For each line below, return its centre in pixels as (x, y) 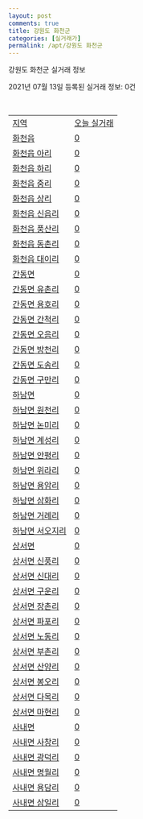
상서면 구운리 (36, 591)
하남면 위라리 (36, 470)
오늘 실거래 (94, 123)
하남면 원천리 (36, 410)
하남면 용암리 (36, 486)
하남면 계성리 (36, 441)
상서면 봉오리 (36, 682)
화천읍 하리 (32, 168)
